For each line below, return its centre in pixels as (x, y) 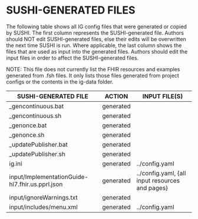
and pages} (152, 188)
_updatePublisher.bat (38, 144)
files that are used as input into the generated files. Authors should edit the (97, 51)
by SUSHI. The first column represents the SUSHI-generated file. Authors (95, 32)
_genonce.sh (27, 135)
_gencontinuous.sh (35, 115)
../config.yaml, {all (161, 173)
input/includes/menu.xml (43, 207)
